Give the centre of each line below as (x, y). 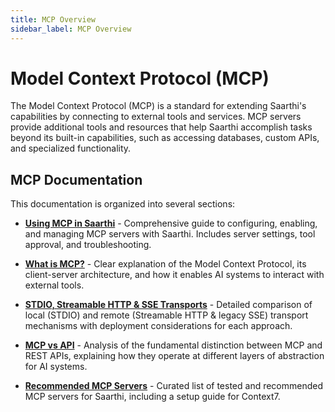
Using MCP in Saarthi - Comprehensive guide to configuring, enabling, (171, 223)
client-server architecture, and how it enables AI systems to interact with (174, 275)
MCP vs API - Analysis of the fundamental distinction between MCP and (173, 345)
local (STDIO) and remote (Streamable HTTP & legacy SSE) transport (166, 315)
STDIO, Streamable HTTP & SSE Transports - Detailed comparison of (168, 305)
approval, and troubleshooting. (88, 245)
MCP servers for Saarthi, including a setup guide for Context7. (152, 397)
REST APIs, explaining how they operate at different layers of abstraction (174, 356)
